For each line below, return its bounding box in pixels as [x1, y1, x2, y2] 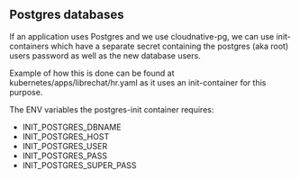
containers [9, 40, 50, 51]
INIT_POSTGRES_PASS [22, 150, 108, 161]
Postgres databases [9, 7, 124, 22]
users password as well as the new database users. [9, 49, 201, 61]
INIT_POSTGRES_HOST [22, 130, 110, 142]
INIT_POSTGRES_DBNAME [22, 121, 122, 132]
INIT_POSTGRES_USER [22, 140, 108, 151]
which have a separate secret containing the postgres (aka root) [50, 40, 289, 51]
